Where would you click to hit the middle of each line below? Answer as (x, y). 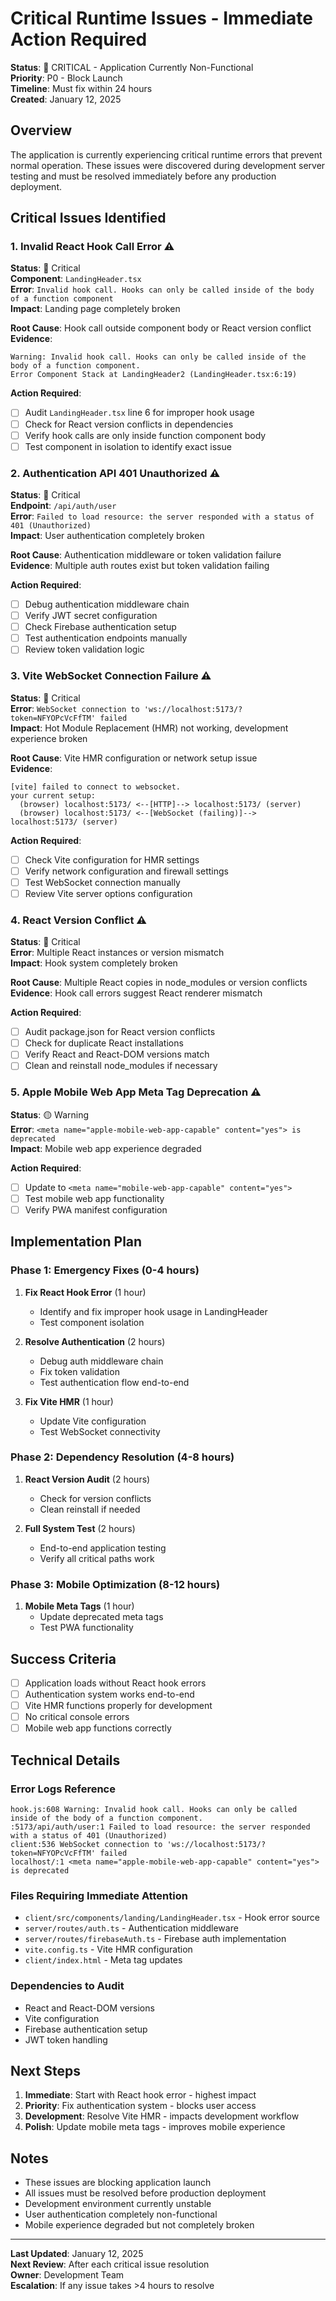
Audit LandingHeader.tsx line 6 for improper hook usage (139, 413)
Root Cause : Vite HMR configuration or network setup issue (134, 758)
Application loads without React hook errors (115, 1683)
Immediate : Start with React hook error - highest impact (140, 2095)
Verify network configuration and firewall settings (126, 871)
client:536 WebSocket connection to (86, 1844)
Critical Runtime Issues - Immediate (162, 18)
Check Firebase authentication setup (100, 627)
